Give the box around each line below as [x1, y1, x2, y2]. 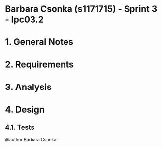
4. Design [5, 104, 45, 115]
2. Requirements [5, 59, 74, 70]
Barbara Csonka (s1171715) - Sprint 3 [5, 3, 158, 15]
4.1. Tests [5, 123, 34, 132]
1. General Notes [5, 36, 74, 48]
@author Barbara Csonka [5, 136, 57, 142]
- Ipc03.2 [5, 14, 44, 25]
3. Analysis [5, 81, 52, 92]
